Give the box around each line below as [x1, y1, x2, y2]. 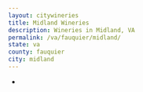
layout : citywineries [8, 11, 79, 20]
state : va [8, 41, 41, 49]
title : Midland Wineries [8, 19, 90, 27]
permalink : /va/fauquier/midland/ [8, 33, 122, 42]
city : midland [8, 56, 55, 64]
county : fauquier [8, 48, 65, 56]
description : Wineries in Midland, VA [8, 26, 135, 34]
